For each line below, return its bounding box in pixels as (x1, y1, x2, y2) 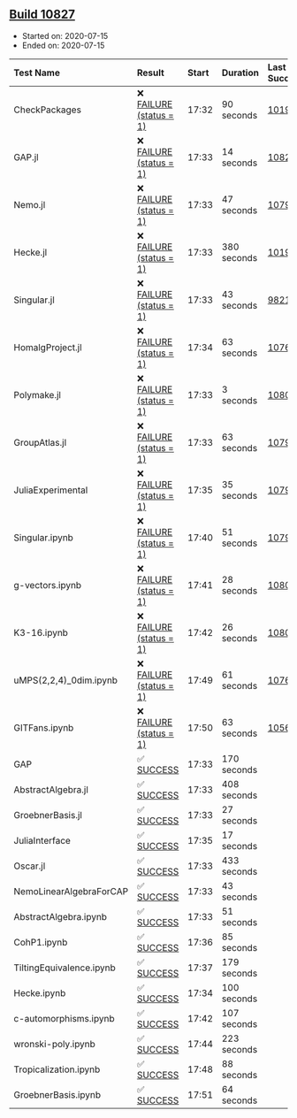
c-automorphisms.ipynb (13, 1012, 115, 1024)
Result (136, 66, 165, 79)
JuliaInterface (13, 834, 71, 846)
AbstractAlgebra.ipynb (13, 910, 108, 923)
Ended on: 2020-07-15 (21, 40, 105, 50)
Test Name (13, 66, 60, 79)
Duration (221, 66, 259, 79)
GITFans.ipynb (13, 721, 74, 733)
